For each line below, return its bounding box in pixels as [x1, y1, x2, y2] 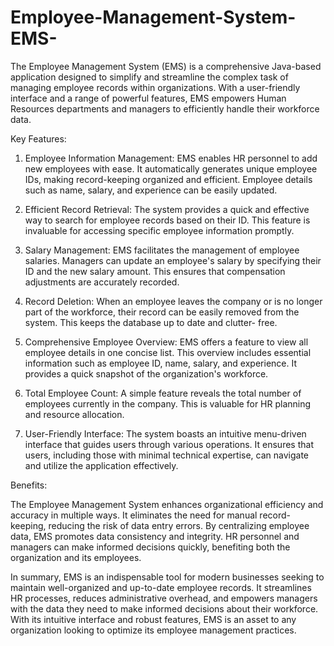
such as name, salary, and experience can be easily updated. [24, 184, 278, 196]
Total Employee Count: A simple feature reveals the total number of [24, 387, 302, 399]
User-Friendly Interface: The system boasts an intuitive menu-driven [24, 427, 307, 440]
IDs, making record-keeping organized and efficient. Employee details [24, 173, 313, 185]
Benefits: [10, 479, 48, 491]
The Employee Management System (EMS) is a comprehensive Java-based [10, 60, 322, 72]
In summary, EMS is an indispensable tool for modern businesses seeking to [10, 571, 325, 583]
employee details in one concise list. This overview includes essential [24, 346, 312, 358]
